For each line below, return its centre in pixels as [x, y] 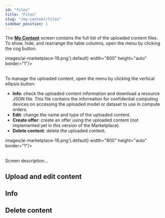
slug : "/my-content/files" [33, 19]
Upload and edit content [43, 176]
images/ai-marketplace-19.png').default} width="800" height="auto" [76, 58]
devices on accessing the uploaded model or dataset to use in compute [86, 104]
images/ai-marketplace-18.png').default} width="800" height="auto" [76, 140]
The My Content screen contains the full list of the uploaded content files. [82, 38]
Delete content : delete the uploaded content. [59, 131]
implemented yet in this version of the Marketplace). [66, 125]
